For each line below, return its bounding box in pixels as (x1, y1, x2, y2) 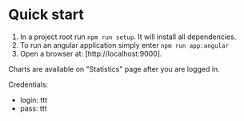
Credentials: (8, 80, 49, 89)
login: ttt (19, 95, 48, 104)
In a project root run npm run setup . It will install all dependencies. (19, 32, 237, 41)
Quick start (8, 6, 84, 24)
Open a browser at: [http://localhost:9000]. (19, 49, 162, 58)
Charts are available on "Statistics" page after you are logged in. (8, 64, 220, 73)
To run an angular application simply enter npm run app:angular (19, 40, 230, 49)
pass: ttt (19, 103, 47, 113)
